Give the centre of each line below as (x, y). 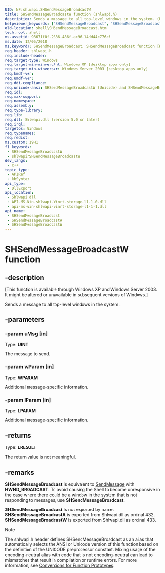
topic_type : (17, 170)
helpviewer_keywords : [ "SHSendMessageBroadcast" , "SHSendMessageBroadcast (83, 23)
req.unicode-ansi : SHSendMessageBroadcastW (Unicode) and (66, 87)
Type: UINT (17, 345)
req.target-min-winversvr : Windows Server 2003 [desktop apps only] (77, 69)
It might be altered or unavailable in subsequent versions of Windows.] (77, 295)
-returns (18, 435)
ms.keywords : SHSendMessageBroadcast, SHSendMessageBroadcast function (80, 46)
